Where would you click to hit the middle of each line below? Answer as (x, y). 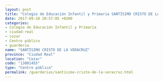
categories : (17, 23)
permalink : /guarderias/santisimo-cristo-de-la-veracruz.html (69, 72)
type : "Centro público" (29, 68)
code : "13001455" (23, 63)
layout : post (18, 9)
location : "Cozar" (24, 59)
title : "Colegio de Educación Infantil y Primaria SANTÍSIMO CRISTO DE (79, 14)
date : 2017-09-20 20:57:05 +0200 (39, 18)
